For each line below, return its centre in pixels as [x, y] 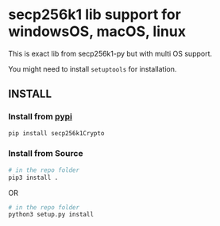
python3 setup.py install [51, 215]
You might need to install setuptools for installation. [93, 68]
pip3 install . [33, 177]
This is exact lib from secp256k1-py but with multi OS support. [110, 53]
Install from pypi [41, 117]
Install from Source [46, 154]
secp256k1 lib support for [95, 15]
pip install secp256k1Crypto [56, 133]
